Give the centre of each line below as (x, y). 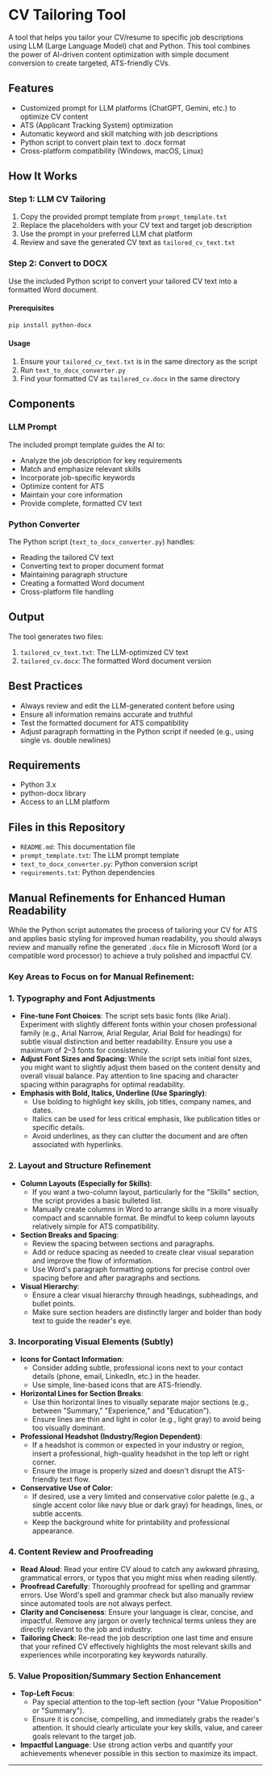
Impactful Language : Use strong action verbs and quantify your (127, 1745)
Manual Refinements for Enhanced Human (117, 898)
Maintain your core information (71, 494)
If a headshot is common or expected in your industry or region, (138, 1444)
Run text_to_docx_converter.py (73, 370)
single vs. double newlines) (65, 740)
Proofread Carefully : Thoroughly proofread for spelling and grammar (135, 1587)
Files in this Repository (67, 827)
